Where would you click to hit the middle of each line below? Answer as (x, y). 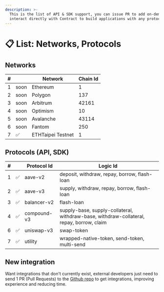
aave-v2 (34, 178)
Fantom (40, 127)
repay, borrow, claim (83, 223)
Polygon (41, 95)
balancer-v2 (39, 202)
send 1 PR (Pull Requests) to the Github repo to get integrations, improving (80, 279)
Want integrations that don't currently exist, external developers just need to (82, 274)
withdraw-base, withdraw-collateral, (102, 217)
